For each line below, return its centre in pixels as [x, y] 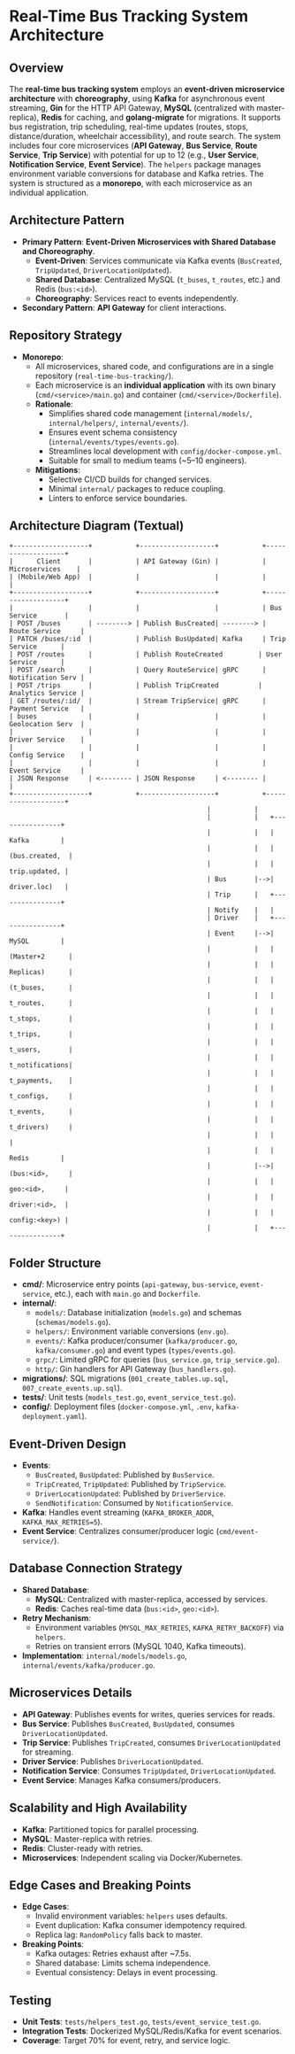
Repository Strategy [66, 335]
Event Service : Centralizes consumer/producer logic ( [120, 1531]
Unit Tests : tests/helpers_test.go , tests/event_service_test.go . [141, 2022]
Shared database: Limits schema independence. [123, 1963]
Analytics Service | [47, 694]
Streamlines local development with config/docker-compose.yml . [165, 451]
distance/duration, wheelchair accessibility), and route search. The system [145, 136]
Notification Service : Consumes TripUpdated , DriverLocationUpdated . [149, 1771]
